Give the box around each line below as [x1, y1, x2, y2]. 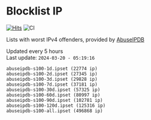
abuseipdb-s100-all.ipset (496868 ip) [6, 107, 103, 114]
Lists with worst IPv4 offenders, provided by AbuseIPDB [6, 36, 145, 43]
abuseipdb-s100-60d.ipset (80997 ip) [6, 92, 101, 98]
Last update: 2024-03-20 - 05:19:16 [6, 54, 95, 61]
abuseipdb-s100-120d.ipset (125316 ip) [6, 103, 106, 109]
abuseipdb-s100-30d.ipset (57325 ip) [6, 86, 101, 93]
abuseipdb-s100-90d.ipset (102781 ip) [6, 97, 103, 103]
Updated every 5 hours [6, 47, 64, 55]
